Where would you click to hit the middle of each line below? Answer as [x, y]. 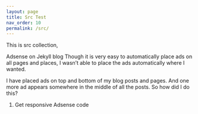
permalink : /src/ [28, 28]
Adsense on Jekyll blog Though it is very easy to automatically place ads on [99, 56]
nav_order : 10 [24, 23]
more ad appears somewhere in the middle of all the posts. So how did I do [98, 87]
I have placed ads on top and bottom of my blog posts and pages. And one [98, 81]
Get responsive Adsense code [52, 105]
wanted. [16, 69]
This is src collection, [32, 45]
